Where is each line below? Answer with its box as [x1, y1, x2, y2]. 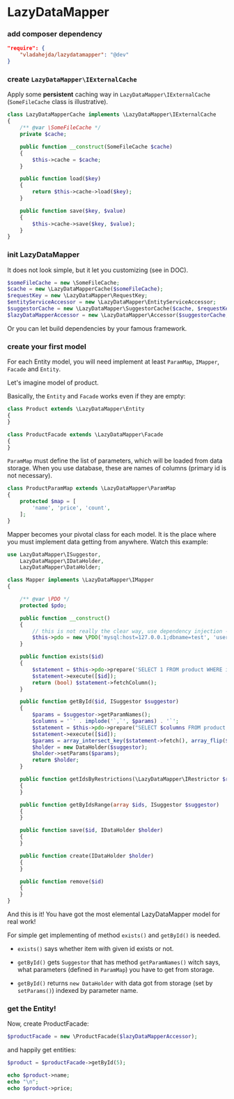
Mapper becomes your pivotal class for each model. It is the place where [7, 530, 217, 538]
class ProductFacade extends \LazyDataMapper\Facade [7, 431, 164, 438]
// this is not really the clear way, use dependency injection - [32, 627, 229, 635]
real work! [7, 918, 36, 925]
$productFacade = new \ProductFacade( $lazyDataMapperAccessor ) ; [7, 1033, 198, 1040]
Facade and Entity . [7, 365, 61, 373]
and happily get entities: [7, 1046, 77, 1054]
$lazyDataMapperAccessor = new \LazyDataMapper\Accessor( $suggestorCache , [7, 311, 229, 318]
